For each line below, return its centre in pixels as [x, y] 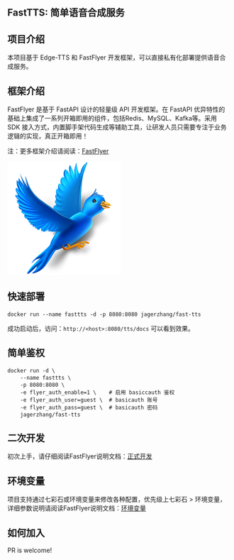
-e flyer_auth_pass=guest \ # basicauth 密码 [89, 407]
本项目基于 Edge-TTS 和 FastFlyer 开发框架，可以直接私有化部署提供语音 [113, 57]
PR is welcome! [30, 550]
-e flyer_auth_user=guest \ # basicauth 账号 [89, 400]
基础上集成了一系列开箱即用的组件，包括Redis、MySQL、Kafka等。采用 [112, 119]
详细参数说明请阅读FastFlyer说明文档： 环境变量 [77, 508]
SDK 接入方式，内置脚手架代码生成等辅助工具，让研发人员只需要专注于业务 [117, 127]
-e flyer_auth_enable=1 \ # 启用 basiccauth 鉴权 [97, 392]
